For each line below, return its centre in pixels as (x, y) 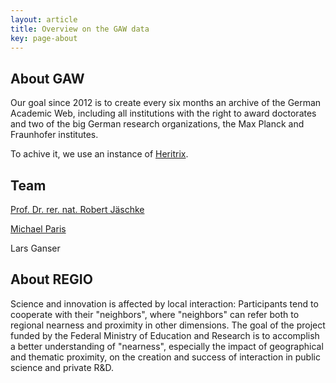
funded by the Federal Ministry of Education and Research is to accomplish (165, 335)
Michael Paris (38, 229)
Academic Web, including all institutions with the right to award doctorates (163, 113)
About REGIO (51, 279)
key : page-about (44, 38)
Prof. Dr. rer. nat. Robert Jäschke (77, 209)
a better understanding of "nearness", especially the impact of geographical (167, 346)
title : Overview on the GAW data (80, 29)
